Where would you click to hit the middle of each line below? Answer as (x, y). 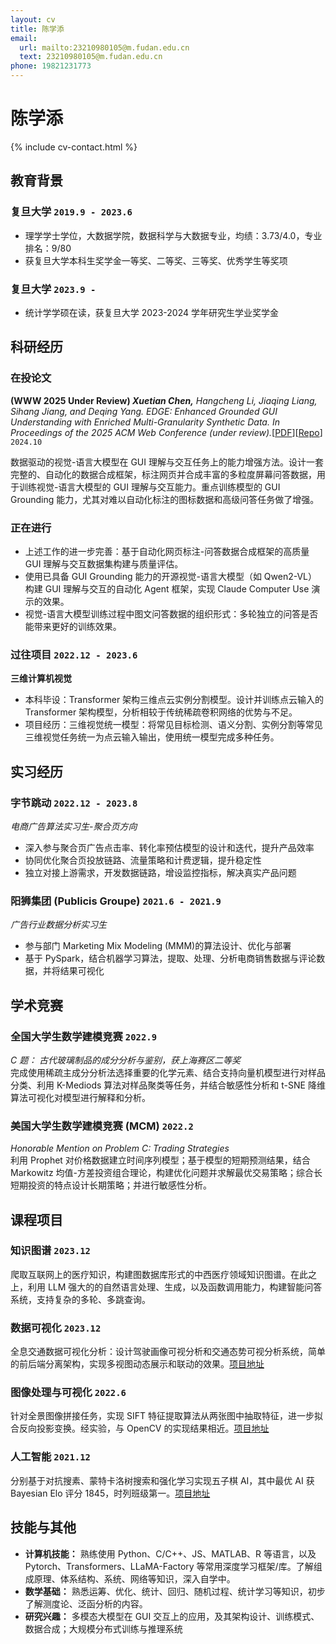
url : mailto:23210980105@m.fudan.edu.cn (104, 47)
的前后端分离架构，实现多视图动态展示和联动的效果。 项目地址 (137, 1364)
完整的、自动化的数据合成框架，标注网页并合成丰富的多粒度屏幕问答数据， (163, 474)
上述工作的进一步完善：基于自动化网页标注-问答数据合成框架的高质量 (167, 551)
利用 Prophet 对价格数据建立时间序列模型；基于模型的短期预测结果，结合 (160, 1160)
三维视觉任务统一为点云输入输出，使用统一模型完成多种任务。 (152, 737)
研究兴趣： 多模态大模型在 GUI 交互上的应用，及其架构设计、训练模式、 (172, 1616)
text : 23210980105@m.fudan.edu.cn (91, 57)
